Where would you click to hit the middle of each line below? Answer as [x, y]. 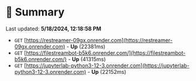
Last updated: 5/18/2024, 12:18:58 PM [53, 29]
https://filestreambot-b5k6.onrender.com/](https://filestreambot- [106, 52]
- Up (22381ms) [86, 46]
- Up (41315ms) [87, 59]
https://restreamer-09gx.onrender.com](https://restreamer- [99, 40]
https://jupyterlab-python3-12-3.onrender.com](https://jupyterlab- [108, 66]
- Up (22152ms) [107, 71]
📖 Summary [35, 12]
